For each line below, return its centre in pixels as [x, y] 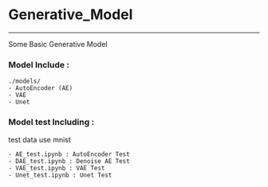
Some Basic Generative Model [58, 44]
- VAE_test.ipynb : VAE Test [57, 168]
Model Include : [39, 64]
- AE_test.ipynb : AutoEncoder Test [69, 154]
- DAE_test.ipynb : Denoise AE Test [69, 161]
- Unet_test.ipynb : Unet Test [60, 175]
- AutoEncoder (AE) [41, 88]
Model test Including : [51, 123]
